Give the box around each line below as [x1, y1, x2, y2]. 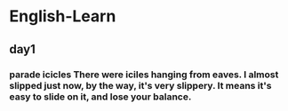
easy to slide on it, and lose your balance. [9, 91, 192, 103]
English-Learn [9, 6, 116, 27]
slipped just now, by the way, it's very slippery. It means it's [9, 79, 272, 91]
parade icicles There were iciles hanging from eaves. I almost [9, 68, 279, 81]
